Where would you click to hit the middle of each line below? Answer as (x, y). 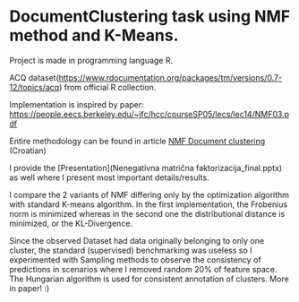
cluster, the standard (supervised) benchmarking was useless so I (131, 250)
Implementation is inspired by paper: (77, 104)
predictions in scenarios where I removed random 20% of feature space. (143, 269)
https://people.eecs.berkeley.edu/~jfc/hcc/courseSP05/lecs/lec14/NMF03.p (149, 114)
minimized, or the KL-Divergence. (71, 223)
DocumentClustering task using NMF (150, 17)
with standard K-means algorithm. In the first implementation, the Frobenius (149, 204)
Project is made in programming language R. (91, 60)
